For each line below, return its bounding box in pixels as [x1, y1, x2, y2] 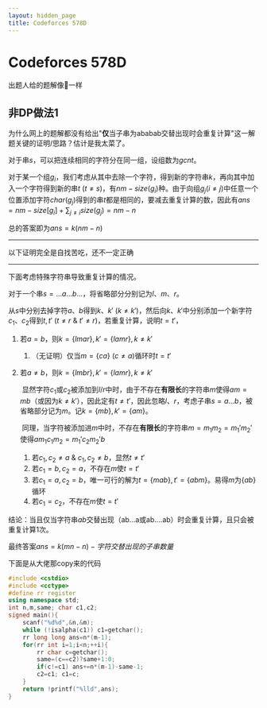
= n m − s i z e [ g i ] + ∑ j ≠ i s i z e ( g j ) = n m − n [8, 205, 137, 217]
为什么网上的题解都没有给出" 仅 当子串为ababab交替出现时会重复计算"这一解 [8, 129, 256, 138]
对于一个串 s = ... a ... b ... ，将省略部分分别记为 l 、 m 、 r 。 [8, 289, 184, 299]
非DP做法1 [8, 106, 59, 119]
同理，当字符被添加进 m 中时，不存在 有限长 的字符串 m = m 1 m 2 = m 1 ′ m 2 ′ [21, 423, 253, 434]
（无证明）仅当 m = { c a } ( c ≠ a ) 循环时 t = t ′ [31, 351, 172, 361]
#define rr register [8, 589, 77, 597]
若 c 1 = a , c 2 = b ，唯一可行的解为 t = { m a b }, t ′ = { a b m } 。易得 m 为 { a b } [31, 475, 257, 487]
